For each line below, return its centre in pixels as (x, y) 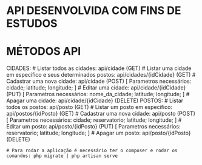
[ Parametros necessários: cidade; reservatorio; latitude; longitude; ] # (94, 120)
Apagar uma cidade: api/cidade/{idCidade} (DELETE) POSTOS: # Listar (95, 100)
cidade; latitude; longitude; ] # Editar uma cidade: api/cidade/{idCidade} (96, 88)
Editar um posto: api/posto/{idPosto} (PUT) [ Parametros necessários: (93, 127)
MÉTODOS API (44, 51)
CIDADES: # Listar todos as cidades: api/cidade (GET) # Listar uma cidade (99, 68)
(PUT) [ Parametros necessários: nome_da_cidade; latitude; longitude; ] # (98, 94)
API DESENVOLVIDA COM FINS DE (94, 11)
